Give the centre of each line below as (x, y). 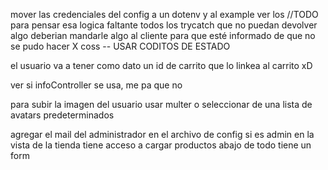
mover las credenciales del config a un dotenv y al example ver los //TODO (164, 14)
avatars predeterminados (62, 115)
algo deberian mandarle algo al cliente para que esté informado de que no (163, 35)
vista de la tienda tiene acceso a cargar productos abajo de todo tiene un (161, 145)
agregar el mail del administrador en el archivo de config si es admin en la (162, 134)
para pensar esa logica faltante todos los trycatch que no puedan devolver (164, 25)
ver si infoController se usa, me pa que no (96, 85)
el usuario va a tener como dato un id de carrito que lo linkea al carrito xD (161, 65)
